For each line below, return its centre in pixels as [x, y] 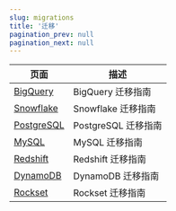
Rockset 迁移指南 [110, 193]
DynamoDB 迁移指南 [116, 176]
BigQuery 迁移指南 [112, 92]
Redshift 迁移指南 [110, 160]
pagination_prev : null [52, 34]
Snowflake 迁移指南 [114, 109]
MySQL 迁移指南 [108, 143]
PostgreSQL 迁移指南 [118, 126]
